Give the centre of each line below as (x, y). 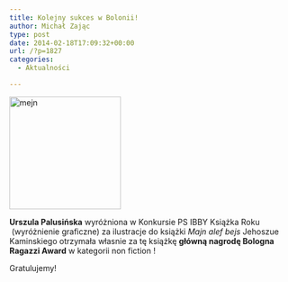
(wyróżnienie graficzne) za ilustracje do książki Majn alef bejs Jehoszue (145, 232)
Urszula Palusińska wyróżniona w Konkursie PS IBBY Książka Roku (135, 222)
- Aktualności (44, 68)
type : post (30, 34)
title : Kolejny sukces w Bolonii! (74, 18)
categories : (31, 59)
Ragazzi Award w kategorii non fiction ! (82, 250)
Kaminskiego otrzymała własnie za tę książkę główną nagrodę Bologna (142, 241)
